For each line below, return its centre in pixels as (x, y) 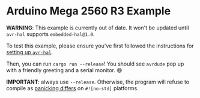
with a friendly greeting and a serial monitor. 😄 (64, 70)
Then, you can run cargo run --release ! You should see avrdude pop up (95, 64)
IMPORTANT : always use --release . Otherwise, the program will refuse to (98, 82)
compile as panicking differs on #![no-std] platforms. (73, 88)
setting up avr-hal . (29, 52)
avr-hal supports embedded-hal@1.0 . (50, 34)
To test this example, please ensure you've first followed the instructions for (100, 46)
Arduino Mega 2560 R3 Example (89, 11)
